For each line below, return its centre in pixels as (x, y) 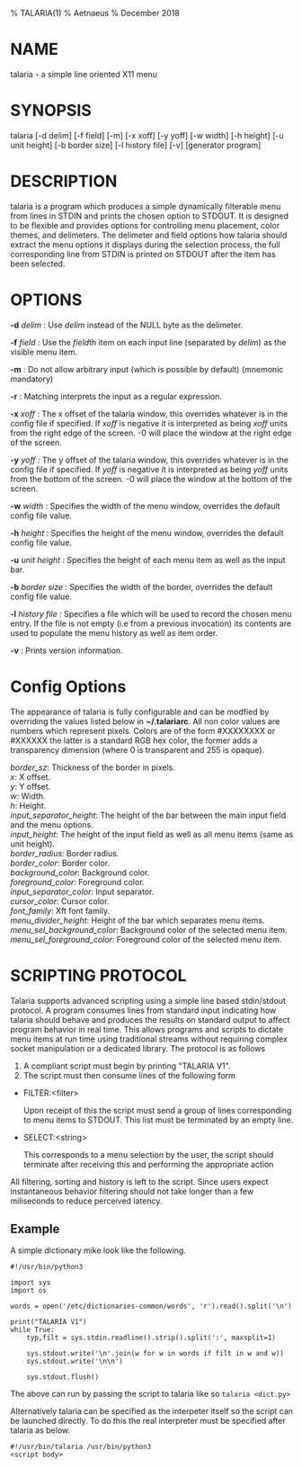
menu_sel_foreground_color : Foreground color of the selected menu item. (146, 939)
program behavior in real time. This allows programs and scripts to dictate (147, 1029)
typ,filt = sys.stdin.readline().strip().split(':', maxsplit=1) (151, 1338)
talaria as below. (40, 1430)
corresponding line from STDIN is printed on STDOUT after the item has (143, 254)
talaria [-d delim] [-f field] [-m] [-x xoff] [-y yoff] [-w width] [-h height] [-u (147, 135)
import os (29, 1291)
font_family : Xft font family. (60, 910)
